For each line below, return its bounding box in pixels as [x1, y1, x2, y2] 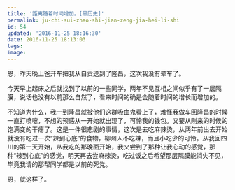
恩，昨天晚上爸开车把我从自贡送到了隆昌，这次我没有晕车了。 [7, 69, 185, 78]
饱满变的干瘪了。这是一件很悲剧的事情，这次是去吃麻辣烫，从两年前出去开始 [7, 125, 228, 133]
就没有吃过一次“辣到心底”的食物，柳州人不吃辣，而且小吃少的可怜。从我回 [7, 133, 222, 142]
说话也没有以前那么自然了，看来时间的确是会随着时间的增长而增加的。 [19, 92, 222, 101]
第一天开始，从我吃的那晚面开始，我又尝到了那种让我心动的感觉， [19, 142, 210, 151]
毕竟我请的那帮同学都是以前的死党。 [7, 160, 112, 168]
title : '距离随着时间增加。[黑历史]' [7, 10, 105, 17]
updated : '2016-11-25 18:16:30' [7, 29, 101, 37]
